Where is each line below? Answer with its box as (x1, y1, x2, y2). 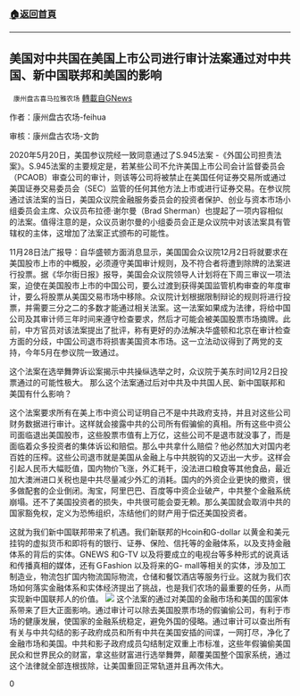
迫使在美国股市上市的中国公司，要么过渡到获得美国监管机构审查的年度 (24, 280, 283, 291)
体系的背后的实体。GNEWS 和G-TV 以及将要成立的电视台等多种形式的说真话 (9, 549, 289, 559)
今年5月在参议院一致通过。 (24, 347, 124, 358)
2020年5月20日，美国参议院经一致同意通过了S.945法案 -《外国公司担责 (9, 150, 274, 161)
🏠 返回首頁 (9, 7, 57, 20)
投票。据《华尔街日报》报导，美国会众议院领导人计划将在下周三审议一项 (16, 269, 283, 280)
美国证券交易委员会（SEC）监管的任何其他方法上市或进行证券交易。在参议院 (9, 183, 291, 194)
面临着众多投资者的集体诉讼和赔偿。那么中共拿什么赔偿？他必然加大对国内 (9, 441, 283, 452)
